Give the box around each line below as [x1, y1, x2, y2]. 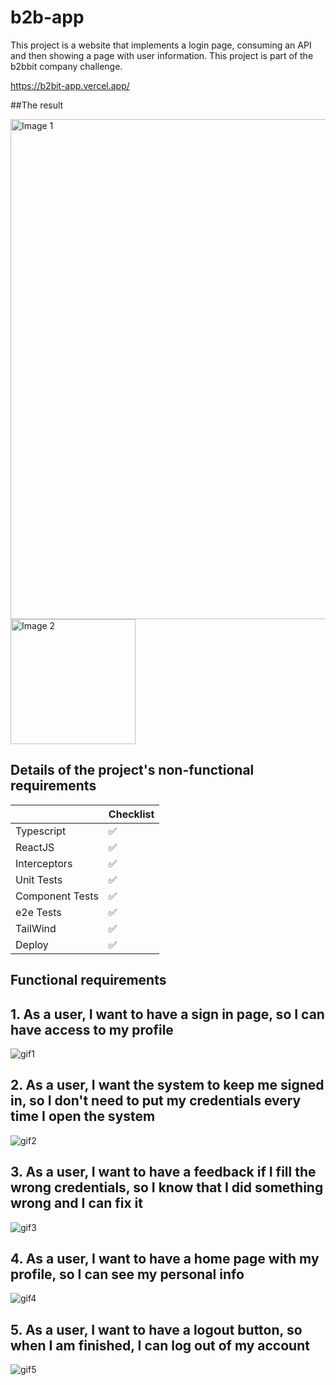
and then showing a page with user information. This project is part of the [10, 49, 314, 61]
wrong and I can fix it [10, 1195, 143, 1212]
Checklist [108, 807, 155, 821]
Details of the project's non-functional [10, 762, 255, 779]
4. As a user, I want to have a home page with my [10, 1250, 320, 1267]
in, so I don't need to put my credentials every [10, 1092, 302, 1110]
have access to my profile [10, 1021, 174, 1038]
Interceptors [15, 856, 73, 870]
